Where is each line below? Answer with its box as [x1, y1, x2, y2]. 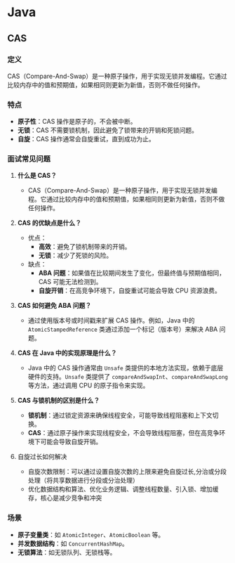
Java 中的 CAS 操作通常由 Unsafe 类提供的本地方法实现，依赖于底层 [27, 363, 224, 373]
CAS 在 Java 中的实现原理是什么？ [17, 349, 117, 357]
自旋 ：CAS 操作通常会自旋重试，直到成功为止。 [17, 135, 156, 143]
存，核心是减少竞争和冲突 [27, 493, 102, 503]
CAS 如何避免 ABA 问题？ [17, 302, 92, 310]
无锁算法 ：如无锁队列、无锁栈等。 [17, 548, 116, 556]
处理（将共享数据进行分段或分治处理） [27, 476, 139, 485]
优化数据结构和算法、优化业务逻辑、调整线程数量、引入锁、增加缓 [27, 485, 219, 493]
